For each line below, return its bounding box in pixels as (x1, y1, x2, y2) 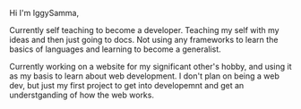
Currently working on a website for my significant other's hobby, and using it (9, 62, 292, 71)
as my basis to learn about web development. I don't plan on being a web (9, 71, 280, 81)
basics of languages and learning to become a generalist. (9, 44, 221, 54)
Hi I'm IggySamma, (9, 8, 79, 18)
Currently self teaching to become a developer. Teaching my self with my (9, 25, 279, 35)
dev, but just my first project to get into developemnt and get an (9, 80, 245, 90)
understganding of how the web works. (9, 89, 155, 100)
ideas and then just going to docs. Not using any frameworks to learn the (9, 35, 279, 45)
